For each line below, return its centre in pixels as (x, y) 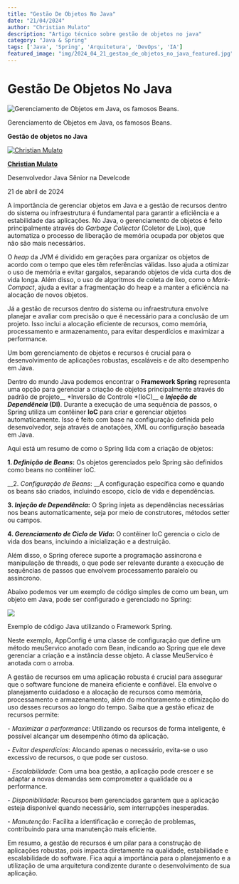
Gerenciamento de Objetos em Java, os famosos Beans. (90, 123)
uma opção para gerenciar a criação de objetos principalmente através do (116, 389)
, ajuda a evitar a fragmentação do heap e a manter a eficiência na (132, 287)
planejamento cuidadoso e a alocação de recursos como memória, (105, 692)
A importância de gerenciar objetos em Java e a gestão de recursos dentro (117, 205)
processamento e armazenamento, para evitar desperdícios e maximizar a (116, 331)
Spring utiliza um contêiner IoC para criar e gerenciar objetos (97, 412)
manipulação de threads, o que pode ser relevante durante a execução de (116, 563)
